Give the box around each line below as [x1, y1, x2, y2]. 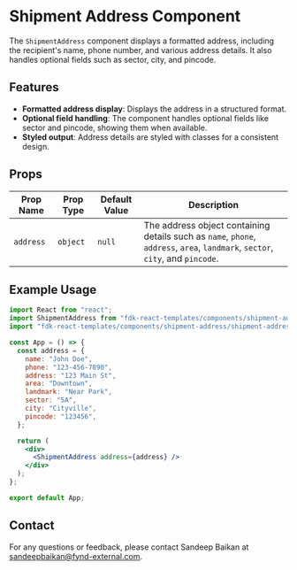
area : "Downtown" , [25, 379, 93, 389]
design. [21, 141, 50, 151]
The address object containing [143, 219, 270, 231]
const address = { [17, 346, 86, 355]
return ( [17, 436, 49, 445]
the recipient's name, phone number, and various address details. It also [9, 44, 272, 55]
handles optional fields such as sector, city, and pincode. [9, 54, 217, 65]
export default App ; [9, 493, 86, 502]
